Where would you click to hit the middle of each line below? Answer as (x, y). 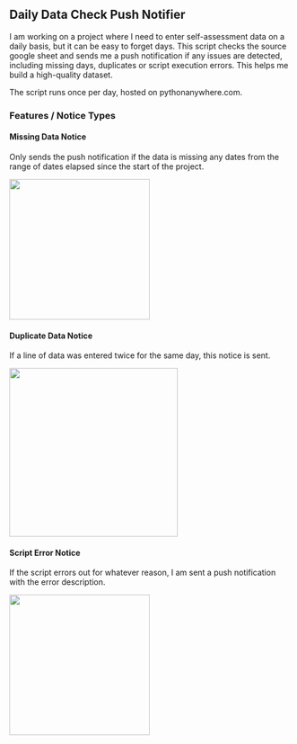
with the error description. (57, 582)
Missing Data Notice (48, 137)
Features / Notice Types (63, 115)
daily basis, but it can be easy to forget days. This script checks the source (148, 46)
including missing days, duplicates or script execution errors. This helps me (149, 65)
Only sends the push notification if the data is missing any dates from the (144, 157)
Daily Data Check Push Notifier (97, 15)
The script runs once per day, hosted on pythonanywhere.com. (126, 92)
